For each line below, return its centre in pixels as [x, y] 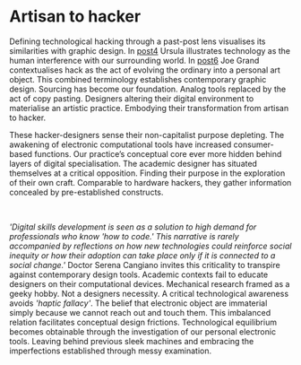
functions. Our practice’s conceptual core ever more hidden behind [158, 153]
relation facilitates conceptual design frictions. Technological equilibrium [143, 322]
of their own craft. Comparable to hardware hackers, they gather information [150, 182]
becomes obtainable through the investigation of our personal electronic [142, 331]
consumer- [254, 144]
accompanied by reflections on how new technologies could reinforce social [150, 246]
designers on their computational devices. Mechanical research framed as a [150, 283]
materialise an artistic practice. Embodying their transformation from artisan [149, 108]
